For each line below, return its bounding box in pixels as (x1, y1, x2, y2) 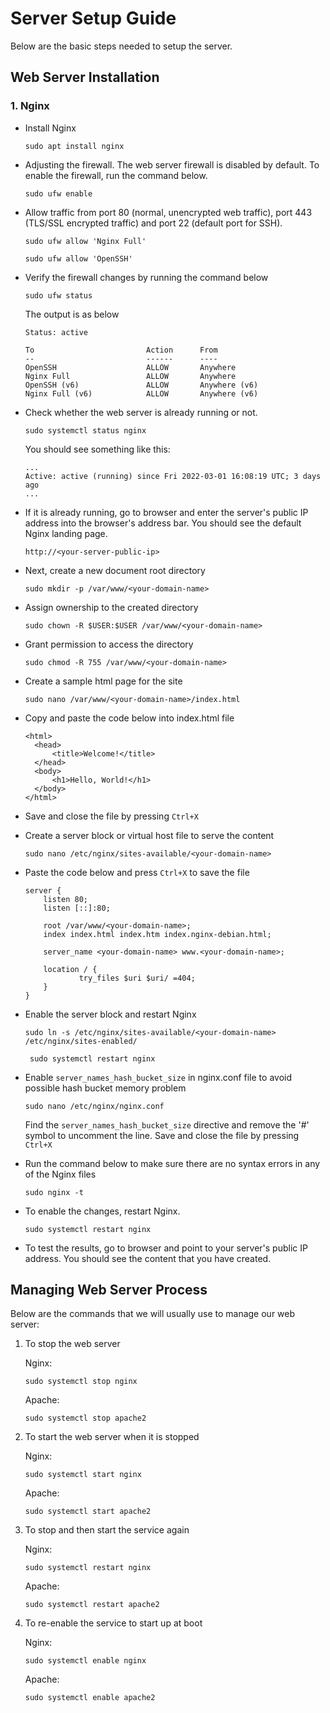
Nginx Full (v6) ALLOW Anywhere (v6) (24, 388, 259, 399)
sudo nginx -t (24, 1187, 84, 1197)
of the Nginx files (24, 1168, 97, 1180)
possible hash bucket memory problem (24, 1082, 187, 1094)
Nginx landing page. (24, 527, 108, 539)
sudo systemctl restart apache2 (24, 1600, 160, 1610)
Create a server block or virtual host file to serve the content (24, 829, 275, 841)
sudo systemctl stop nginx (24, 1377, 138, 1387)
